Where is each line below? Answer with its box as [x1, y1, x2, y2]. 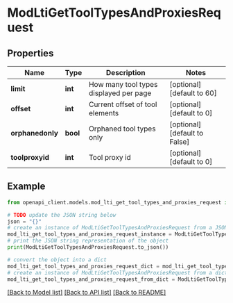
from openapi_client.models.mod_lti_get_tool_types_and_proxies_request [7, 199, 222, 206]
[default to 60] [169, 88, 217, 98]
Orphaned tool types [89, 124, 156, 133]
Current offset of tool [89, 99, 157, 109]
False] [169, 137, 190, 147]
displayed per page [89, 88, 152, 98]
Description [106, 68, 146, 77]
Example [7, 181, 46, 193]
